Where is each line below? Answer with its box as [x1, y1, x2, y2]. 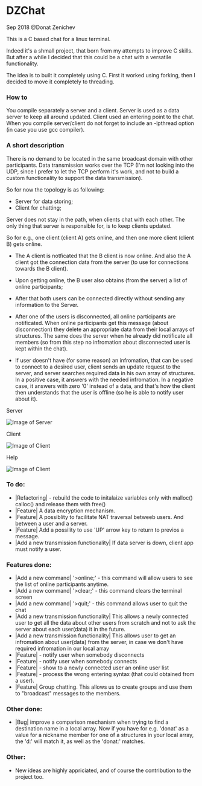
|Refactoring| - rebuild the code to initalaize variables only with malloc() [14, 494, 193, 501]
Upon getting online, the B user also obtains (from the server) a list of [14, 276, 188, 284]
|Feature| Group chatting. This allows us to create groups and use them [14, 683, 192, 691]
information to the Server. [14, 301, 79, 308]
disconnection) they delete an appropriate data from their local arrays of [14, 326, 195, 333]
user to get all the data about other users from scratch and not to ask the [14, 619, 196, 627]
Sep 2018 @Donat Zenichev [6, 24, 75, 31]
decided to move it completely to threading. [6, 78, 115, 85]
